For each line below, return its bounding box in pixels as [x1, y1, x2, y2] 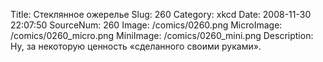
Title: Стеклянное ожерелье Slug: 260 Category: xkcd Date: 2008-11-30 [10, 9, 312, 20]
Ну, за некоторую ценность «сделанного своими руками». [10, 40, 262, 52]
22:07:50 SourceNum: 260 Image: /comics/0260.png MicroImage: [10, 19, 283, 31]
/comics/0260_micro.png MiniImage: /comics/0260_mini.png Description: [10, 30, 314, 41]
